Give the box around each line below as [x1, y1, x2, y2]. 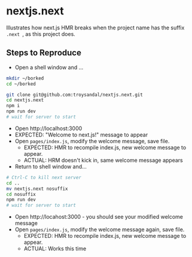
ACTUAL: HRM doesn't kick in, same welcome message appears [23, 156, 184, 164]
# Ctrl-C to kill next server [6, 174, 82, 180]
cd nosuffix [6, 191, 36, 197]
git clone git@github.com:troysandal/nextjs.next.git [6, 92, 144, 98]
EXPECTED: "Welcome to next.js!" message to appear [14, 131, 148, 138]
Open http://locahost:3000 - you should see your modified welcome [14, 213, 184, 220]
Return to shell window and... [14, 163, 87, 170]
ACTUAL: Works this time [23, 245, 87, 252]
